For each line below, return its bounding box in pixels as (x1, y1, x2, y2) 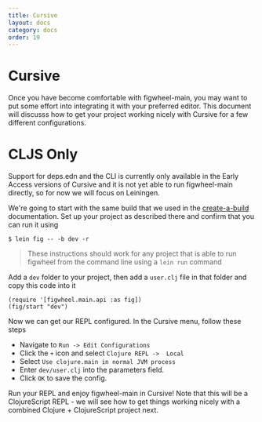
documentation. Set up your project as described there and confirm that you (8, 212, 255, 221)
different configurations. (8, 118, 86, 128)
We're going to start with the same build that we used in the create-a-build (8, 203, 249, 213)
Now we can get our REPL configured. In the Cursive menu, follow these (8, 317, 242, 326)
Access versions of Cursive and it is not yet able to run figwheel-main (8, 180, 234, 189)
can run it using (8, 220, 59, 230)
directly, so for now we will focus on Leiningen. (8, 188, 161, 198)
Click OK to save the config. (19, 373, 107, 383)
